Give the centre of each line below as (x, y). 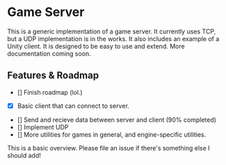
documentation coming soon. (49, 54)
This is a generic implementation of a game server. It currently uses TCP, (112, 31)
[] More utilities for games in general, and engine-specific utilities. (112, 134)
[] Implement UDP (43, 127)
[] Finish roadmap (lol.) (50, 92)
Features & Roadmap (53, 76)
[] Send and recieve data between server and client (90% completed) (117, 120)
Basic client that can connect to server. (73, 106)
